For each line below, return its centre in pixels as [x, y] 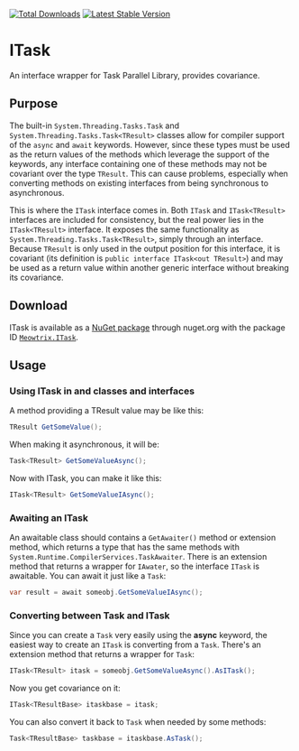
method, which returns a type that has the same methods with [125, 547]
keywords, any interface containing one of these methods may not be [138, 163]
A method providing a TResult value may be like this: [107, 411]
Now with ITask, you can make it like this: [86, 478]
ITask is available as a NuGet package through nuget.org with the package [147, 327]
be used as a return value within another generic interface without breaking [149, 267]
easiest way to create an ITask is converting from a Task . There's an [135, 644]
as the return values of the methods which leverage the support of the [140, 154]
